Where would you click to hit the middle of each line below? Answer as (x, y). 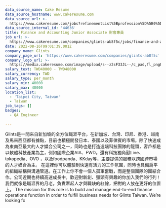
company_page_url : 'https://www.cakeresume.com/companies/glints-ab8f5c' (83, 55)
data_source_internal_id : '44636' (41, 28)
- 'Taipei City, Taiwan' (35, 97)
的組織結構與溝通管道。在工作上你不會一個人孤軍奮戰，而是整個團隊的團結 (81, 171)
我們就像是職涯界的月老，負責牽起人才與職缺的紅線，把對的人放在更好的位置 (83, 183)
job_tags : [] (19, 106)
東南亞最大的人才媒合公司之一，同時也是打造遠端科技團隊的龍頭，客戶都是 (85, 146)
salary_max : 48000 (24, 87)
